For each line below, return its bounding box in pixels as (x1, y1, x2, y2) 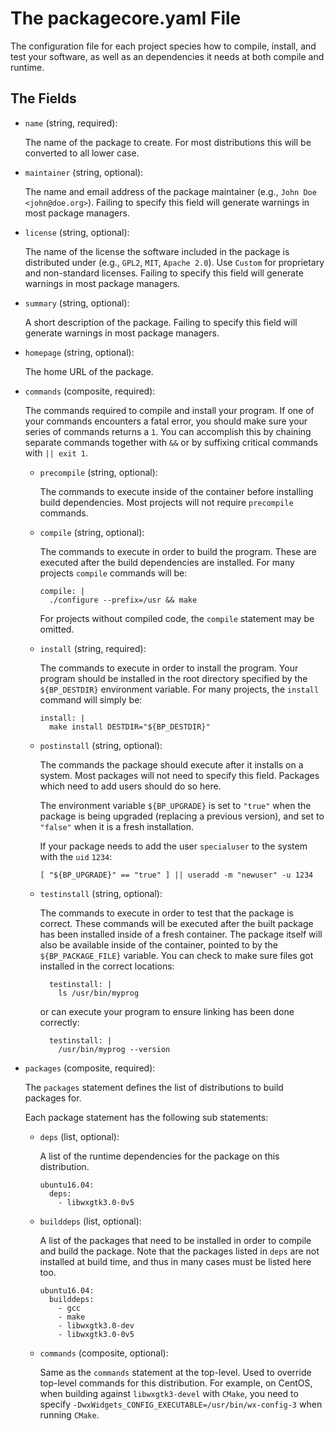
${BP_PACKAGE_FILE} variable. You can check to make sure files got (39, 949, 314, 961)
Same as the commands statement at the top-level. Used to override (39, 1366, 312, 1378)
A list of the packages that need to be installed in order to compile (39, 1234, 312, 1246)
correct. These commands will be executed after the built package (39, 917, 314, 929)
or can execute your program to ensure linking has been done (39, 1005, 295, 1017)
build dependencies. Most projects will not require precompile (39, 496, 294, 508)
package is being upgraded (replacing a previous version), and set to (39, 810, 325, 822)
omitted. (39, 623, 75, 635)
